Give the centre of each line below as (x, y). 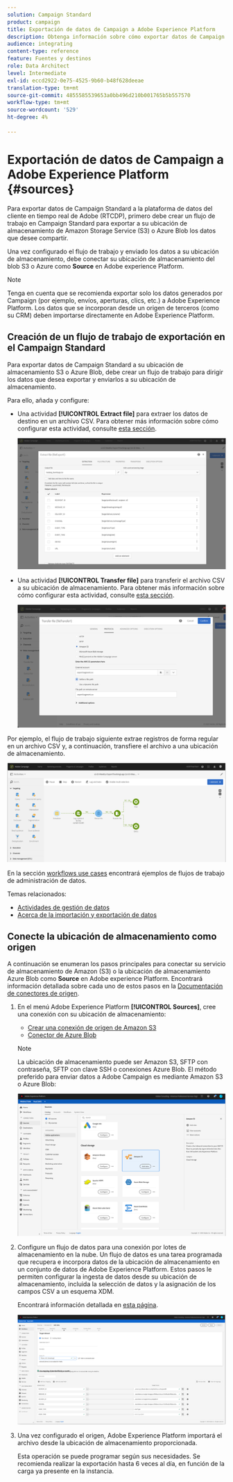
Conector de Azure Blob (62, 1035)
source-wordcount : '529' (43, 110)
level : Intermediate (37, 73)
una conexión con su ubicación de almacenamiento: (92, 1014)
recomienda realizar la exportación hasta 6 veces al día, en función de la (121, 1464)
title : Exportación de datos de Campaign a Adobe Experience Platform (111, 29)
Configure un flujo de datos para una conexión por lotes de (102, 1247)
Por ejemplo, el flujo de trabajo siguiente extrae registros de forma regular (113, 739)
